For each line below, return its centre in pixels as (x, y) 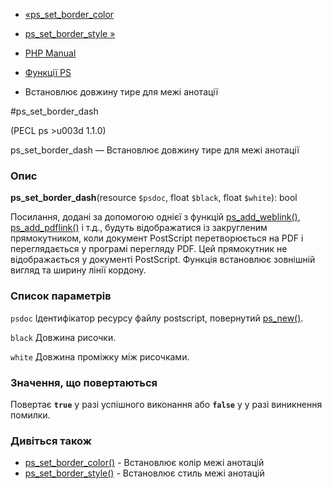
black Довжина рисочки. (63, 337)
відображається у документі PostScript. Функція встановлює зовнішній (163, 260)
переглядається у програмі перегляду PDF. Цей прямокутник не (149, 249)
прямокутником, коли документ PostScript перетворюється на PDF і (157, 238)
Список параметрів (61, 296)
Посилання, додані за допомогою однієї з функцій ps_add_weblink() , (155, 217)
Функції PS (48, 72)
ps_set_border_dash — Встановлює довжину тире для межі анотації (155, 150)
